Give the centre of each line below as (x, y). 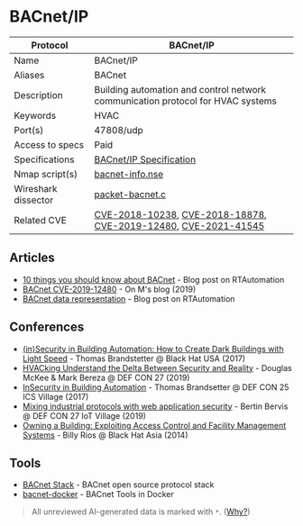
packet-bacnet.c (130, 194)
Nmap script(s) (46, 174)
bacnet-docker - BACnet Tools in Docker (98, 494)
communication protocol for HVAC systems (185, 101)
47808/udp (119, 130)
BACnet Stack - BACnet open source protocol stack (118, 485)
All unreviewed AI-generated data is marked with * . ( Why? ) (141, 512)
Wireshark (36, 188)
